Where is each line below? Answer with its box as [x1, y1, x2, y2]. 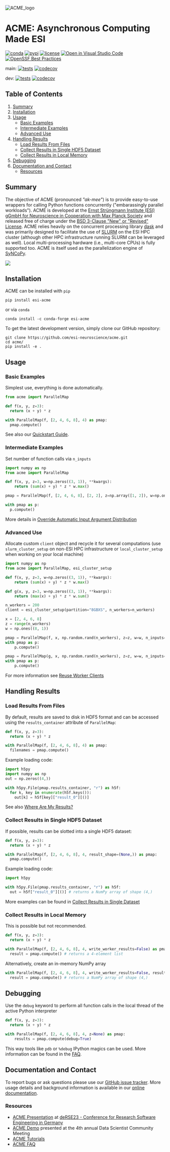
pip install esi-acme [5, 298, 51, 303]
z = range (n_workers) [5, 621, 51, 627]
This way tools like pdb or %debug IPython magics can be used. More [5, 1045, 146, 1051]
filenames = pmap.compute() [10, 748, 69, 753]
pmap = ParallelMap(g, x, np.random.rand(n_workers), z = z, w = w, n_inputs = [5, 654, 166, 659]
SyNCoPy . [5, 250, 27, 256]
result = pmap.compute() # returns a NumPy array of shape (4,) [10, 975, 148, 980]
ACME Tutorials [12, 1135, 45, 1142]
